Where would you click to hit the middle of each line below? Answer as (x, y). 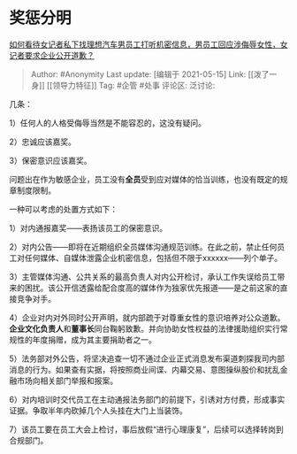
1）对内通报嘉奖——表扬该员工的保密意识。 (88, 227)
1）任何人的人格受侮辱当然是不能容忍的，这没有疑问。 (107, 123)
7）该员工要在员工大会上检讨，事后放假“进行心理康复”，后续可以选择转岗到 (147, 429)
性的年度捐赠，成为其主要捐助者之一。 (86, 339)
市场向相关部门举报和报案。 (67, 381)
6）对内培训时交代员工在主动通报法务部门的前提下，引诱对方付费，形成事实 (147, 399)
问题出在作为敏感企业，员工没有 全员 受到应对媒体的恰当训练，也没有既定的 (145, 179)
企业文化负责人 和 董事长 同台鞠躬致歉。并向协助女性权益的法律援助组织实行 (145, 328)
